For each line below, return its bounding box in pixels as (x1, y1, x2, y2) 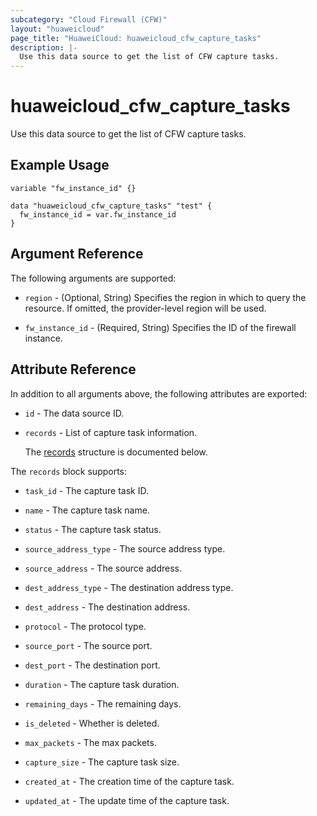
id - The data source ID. (24, 407, 125, 419)
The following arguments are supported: (10, 272, 177, 284)
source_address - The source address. (24, 562, 182, 574)
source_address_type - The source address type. (24, 542, 226, 555)
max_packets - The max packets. (24, 736, 157, 748)
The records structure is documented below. (24, 446, 208, 458)
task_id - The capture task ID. (24, 484, 150, 496)
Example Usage (10, 157, 110, 174)
